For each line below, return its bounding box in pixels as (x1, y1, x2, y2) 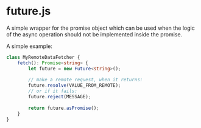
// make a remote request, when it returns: (28, 77, 143, 83)
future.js (6, 4, 51, 18)
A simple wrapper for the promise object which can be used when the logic (6, 24, 195, 32)
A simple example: (6, 42, 53, 50)
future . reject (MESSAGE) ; (28, 94, 91, 100)
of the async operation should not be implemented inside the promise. (6, 30, 183, 38)
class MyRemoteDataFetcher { (6, 54, 80, 60)
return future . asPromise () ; (28, 105, 99, 111)
